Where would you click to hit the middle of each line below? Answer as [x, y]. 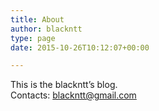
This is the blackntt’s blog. [64, 85]
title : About [37, 19]
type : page [33, 38]
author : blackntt [46, 29]
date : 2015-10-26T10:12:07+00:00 [80, 47]
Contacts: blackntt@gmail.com [73, 95]
